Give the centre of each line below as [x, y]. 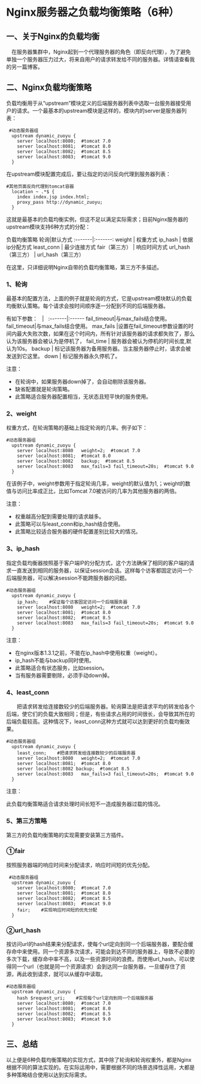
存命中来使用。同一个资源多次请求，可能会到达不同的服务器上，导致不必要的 [100, 951]
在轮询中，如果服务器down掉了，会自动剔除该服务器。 [82, 382]
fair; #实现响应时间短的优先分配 [57, 910]
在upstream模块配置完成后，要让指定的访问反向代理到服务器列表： [89, 174]
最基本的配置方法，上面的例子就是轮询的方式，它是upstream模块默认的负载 [99, 299]
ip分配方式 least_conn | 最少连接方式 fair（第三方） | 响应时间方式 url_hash [98, 247]
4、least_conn [28, 692]
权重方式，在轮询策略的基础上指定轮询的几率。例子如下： [77, 428]
